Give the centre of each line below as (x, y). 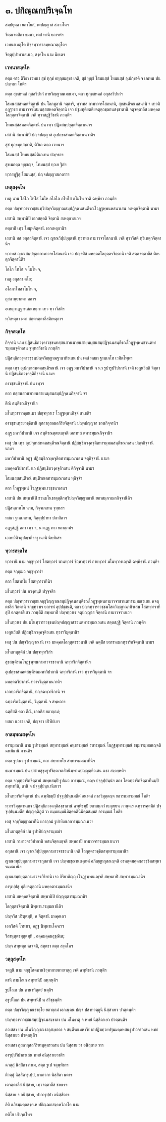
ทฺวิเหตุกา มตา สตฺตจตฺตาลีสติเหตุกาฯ (34, 318)
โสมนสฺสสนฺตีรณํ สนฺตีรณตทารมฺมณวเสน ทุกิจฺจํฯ (44, 478)
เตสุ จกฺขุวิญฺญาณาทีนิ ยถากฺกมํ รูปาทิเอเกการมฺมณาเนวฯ (49, 821)
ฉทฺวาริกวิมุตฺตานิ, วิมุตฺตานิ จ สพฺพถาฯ (35, 702)
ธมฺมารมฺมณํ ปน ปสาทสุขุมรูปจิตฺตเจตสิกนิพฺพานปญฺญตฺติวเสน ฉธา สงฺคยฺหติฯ (66, 771)
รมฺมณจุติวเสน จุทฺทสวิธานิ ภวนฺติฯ (32, 348)
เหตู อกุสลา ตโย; (19, 279)
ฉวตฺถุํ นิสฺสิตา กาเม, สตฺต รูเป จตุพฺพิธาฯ (37, 1065)
